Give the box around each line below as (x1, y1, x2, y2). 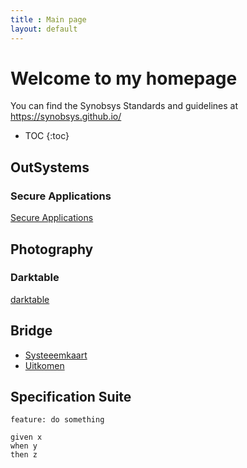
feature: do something (10, 415, 105, 425)
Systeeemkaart (24, 349, 88, 361)
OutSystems (10, 159, 90, 176)
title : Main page (10, 14, 87, 25)
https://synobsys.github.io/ (10, 111, 122, 123)
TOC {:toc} (24, 130, 70, 142)
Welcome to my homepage (10, 67, 238, 90)
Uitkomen (24, 359, 65, 371)
